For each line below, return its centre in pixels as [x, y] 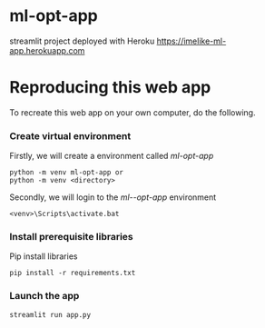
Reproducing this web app [110, 88]
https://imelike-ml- [191, 41]
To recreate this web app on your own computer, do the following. [132, 112]
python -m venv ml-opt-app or [67, 173]
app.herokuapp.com [47, 50]
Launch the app [44, 296]
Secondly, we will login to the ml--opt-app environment [113, 197]
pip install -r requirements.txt [73, 273]
